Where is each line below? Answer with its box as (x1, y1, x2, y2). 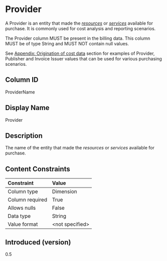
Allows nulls (8, 205, 36, 212)
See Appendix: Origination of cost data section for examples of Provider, (5, 50, 155, 56)
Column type (8, 188, 39, 195)
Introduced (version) (5, 238, 71, 246)
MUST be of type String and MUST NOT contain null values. (5, 40, 129, 46)
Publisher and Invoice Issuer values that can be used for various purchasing (5, 55, 162, 61)
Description (5, 131, 43, 140)
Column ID (5, 75, 39, 84)
